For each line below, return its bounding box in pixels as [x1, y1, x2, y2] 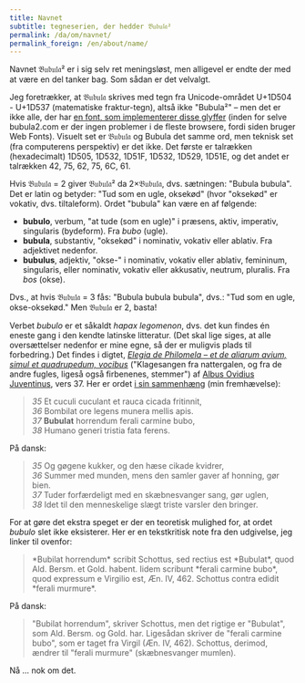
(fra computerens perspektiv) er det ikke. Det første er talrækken [9, 141, 253, 152]
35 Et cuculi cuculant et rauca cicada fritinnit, [31, 396, 202, 407]
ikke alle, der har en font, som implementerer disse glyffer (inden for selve [9, 111, 288, 123]
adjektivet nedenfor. [22, 245, 98, 256]
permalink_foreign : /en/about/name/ [9, 38, 148, 48]
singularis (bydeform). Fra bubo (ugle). [22, 225, 168, 237]
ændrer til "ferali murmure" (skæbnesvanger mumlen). [31, 647, 237, 658]
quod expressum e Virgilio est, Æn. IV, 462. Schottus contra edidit [31, 574, 280, 585]
